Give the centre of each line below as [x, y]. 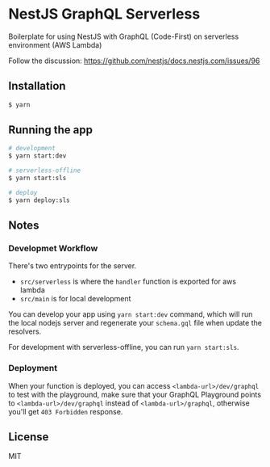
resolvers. [25, 331]
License [29, 437]
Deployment [33, 368]
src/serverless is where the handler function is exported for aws [128, 282]
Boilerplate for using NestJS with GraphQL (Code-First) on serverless [124, 36]
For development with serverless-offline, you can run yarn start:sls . [124, 347]
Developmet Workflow [53, 248]
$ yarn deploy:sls [39, 200]
